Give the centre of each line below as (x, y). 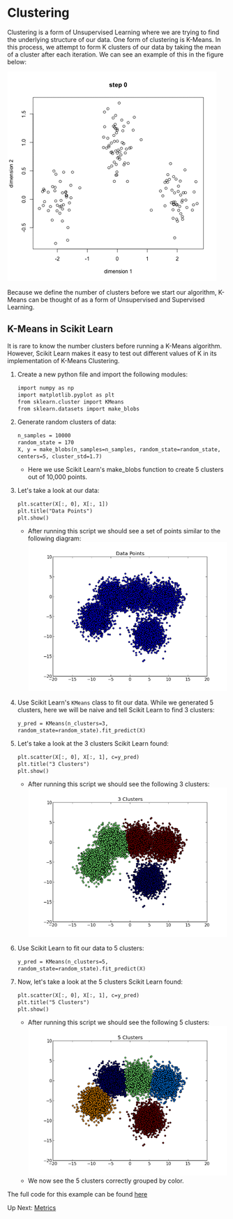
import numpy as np (46, 388)
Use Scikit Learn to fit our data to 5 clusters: (81, 948)
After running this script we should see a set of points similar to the (124, 531)
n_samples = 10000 (44, 435)
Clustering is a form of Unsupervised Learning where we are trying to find (113, 32)
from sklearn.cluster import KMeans (70, 402)
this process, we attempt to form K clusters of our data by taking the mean (114, 47)
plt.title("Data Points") (55, 511)
